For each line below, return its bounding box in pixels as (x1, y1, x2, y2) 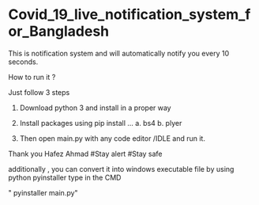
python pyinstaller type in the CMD (8, 173, 122, 182)
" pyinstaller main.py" (8, 188, 78, 197)
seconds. (8, 57, 39, 66)
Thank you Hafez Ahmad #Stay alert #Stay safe (8, 149, 163, 158)
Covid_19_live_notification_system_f (8, 6, 251, 24)
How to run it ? (8, 72, 56, 82)
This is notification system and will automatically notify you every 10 (8, 48, 230, 58)
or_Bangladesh (8, 22, 110, 40)
